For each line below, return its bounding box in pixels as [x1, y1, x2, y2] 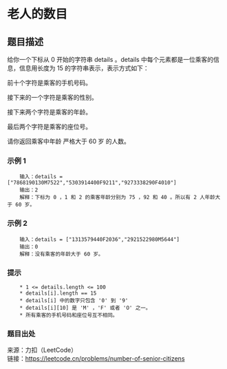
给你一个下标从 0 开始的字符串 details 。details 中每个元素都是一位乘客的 [7, 56, 214, 63]
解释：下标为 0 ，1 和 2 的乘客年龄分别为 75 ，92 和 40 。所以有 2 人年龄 [19, 194, 215, 201]
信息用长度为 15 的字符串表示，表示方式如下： [19, 64, 149, 72]
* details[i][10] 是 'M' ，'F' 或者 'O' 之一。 [19, 304, 151, 311]
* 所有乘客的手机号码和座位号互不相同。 [19, 311, 118, 319]
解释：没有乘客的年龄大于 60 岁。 [19, 251, 104, 257]
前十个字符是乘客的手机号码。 [7, 78, 91, 87]
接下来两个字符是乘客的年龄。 [7, 108, 91, 116]
